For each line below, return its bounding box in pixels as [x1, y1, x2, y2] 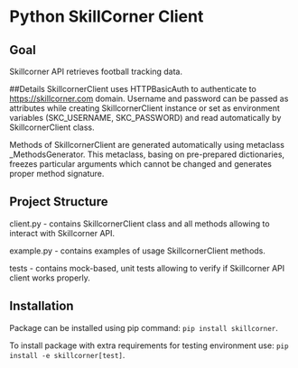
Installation [9, 299, 74, 314]
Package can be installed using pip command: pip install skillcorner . [9, 322, 278, 333]
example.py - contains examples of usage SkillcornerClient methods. [9, 245, 266, 256]
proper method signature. [9, 169, 105, 179]
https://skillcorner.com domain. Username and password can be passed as [9, 93, 289, 104]
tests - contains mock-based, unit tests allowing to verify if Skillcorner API [9, 262, 285, 273]
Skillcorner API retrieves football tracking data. [9, 66, 183, 77]
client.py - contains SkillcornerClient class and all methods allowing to [9, 218, 270, 229]
